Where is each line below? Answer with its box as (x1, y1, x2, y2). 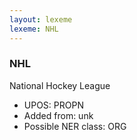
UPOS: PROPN (23, 99, 84, 111)
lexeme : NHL (9, 24, 59, 34)
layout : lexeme (9, 14, 73, 25)
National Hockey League (9, 79, 111, 91)
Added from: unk (23, 109, 94, 121)
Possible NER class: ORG (23, 120, 127, 132)
